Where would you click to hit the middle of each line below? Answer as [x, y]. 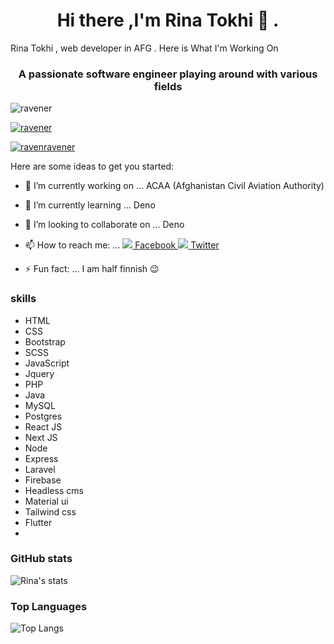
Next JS [41, 437]
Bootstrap [45, 341]
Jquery [39, 373]
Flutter [38, 522]
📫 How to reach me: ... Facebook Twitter [122, 245]
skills [23, 299]
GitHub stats [41, 559]
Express [41, 458]
